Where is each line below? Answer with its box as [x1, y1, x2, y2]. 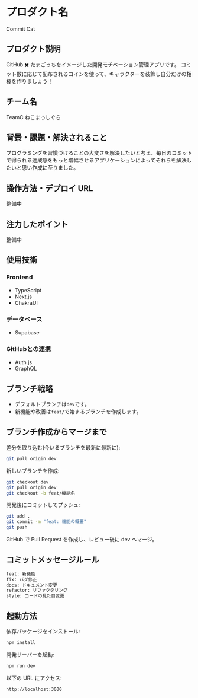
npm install [6, 640, 35, 646]
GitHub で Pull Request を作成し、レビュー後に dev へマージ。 [6, 536, 158, 543]
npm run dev [6, 662, 35, 669]
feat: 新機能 [6, 570, 35, 577]
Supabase [14, 329, 40, 336]
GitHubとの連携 [6, 345, 51, 353]
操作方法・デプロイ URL [6, 183, 93, 193]
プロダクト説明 [6, 44, 61, 54]
